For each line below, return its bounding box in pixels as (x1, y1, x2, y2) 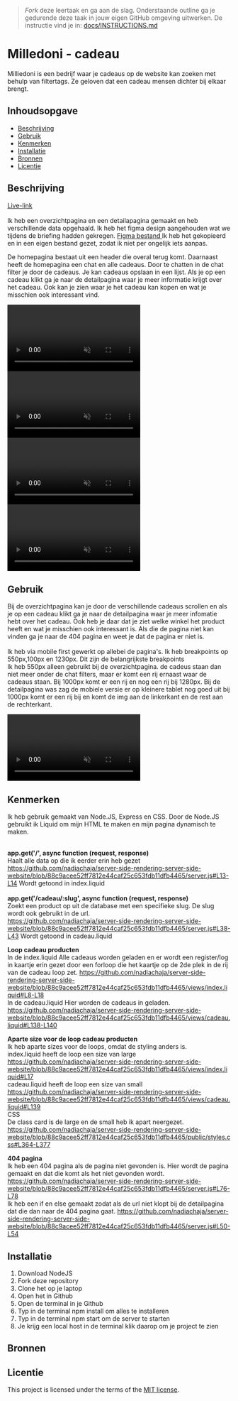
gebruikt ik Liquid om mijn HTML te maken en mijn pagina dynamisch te (7, 820, 216, 829)
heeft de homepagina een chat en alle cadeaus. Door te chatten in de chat (7, 260, 225, 268)
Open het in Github (17, 1292, 73, 1300)
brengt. (7, 85, 29, 93)
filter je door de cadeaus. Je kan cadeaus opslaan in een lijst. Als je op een (7, 268, 226, 276)
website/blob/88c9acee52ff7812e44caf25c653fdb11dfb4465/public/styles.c (7, 1133, 231, 1142)
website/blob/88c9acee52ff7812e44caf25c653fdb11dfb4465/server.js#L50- (7, 1222, 231, 1231)
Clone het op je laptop (17, 1285, 83, 1292)
